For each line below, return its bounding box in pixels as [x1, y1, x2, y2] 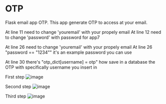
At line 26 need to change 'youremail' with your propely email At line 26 [5, 44, 152, 50]
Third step [5, 93, 26, 99]
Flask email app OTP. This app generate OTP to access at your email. [5, 19, 147, 25]
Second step [5, 83, 31, 90]
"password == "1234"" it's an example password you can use [5, 49, 132, 55]
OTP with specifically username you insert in [5, 64, 97, 70]
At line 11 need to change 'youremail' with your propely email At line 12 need [5, 29, 161, 35]
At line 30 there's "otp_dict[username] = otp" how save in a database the [5, 59, 155, 65]
